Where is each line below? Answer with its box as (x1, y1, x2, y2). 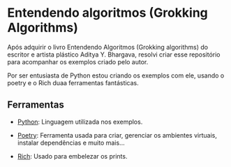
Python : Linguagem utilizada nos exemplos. (17, 117, 143, 126)
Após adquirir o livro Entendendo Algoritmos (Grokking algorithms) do (7, 43, 208, 51)
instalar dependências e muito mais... (17, 138, 125, 147)
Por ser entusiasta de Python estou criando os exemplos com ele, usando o (7, 71, 225, 80)
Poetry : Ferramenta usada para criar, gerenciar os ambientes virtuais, (17, 131, 218, 139)
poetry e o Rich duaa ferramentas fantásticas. (7, 78, 140, 87)
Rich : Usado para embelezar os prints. (17, 152, 128, 160)
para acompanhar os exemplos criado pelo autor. (7, 57, 149, 66)
